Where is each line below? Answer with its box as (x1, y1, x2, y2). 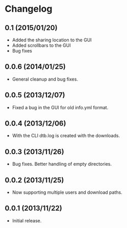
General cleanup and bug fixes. (12, 76, 79, 82)
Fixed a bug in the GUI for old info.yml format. (12, 104, 109, 110)
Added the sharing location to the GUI (12, 37, 92, 43)
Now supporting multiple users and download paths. (12, 189, 123, 195)
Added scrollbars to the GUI (12, 42, 71, 48)
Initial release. (12, 217, 42, 223)
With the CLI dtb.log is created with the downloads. (12, 133, 120, 139)
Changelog (5, 3, 53, 15)
